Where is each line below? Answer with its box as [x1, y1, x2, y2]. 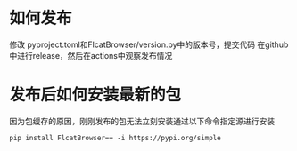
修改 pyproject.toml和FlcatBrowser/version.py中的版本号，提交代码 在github [9, 39, 289, 50]
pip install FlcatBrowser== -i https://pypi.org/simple [9, 133, 221, 142]
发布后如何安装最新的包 [9, 85, 182, 105]
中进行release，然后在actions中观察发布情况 [9, 50, 173, 60]
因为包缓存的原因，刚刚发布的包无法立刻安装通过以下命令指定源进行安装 [9, 115, 275, 126]
